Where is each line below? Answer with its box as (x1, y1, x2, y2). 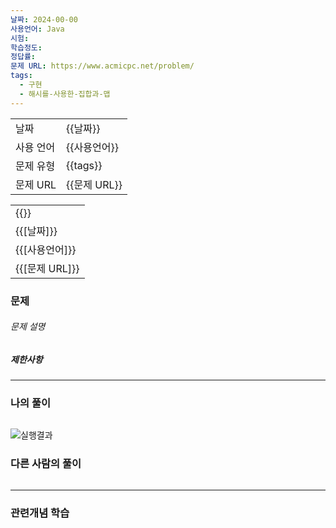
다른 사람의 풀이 (10, 457, 82, 471)
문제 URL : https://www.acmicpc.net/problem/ (10, 61, 195, 71)
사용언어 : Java (10, 24, 65, 34)
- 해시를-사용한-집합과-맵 (19, 89, 111, 99)
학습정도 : (10, 42, 43, 53)
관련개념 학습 (10, 506, 70, 520)
